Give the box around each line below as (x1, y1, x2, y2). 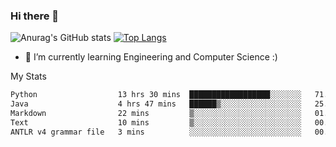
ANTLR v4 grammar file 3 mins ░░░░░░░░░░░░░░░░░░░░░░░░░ (10, 127, 302, 137)
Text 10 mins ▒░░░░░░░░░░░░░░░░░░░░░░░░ (10, 117, 302, 128)
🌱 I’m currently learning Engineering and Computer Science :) (24, 51, 278, 63)
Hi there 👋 (10, 9, 60, 23)
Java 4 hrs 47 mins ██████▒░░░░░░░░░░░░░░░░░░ (10, 99, 302, 109)
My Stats (10, 70, 47, 83)
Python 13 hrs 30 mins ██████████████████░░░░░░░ (10, 90, 302, 100)
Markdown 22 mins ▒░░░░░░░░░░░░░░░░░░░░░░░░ (10, 109, 302, 119)
